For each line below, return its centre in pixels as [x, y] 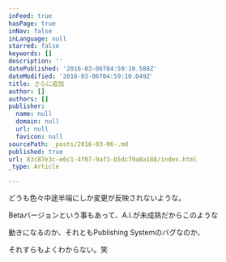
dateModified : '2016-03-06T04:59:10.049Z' [81, 76]
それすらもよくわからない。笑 [58, 250]
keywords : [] [30, 54]
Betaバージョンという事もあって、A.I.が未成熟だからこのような [113, 215]
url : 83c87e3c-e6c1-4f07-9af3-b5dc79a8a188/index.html [103, 159]
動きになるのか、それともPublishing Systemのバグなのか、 [107, 233]
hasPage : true [32, 24]
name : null [34, 114]
